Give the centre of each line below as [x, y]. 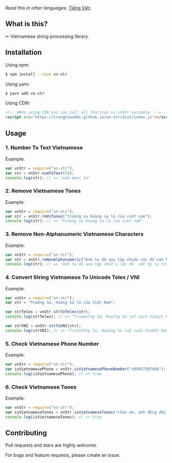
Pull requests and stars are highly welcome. [51, 445]
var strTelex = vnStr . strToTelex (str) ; [48, 312]
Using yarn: [17, 84]
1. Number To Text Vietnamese [44, 148]
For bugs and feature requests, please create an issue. [63, 455]
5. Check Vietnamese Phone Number [52, 344]
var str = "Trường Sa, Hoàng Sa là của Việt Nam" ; [60, 303]
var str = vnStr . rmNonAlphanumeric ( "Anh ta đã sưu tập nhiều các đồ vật [84, 259]
